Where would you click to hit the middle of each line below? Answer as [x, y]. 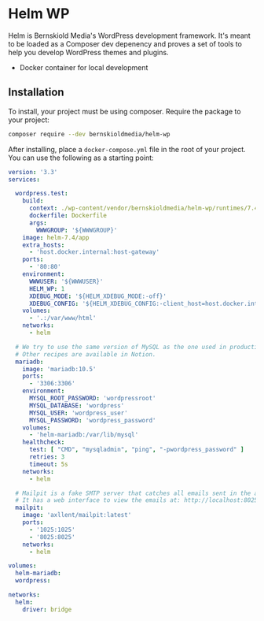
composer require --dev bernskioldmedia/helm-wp [89, 134]
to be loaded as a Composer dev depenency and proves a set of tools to [125, 43]
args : [38, 223]
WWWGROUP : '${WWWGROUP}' [77, 230]
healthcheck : [44, 442]
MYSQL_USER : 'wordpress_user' [78, 413]
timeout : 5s [48, 464]
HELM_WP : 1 [47, 288]
